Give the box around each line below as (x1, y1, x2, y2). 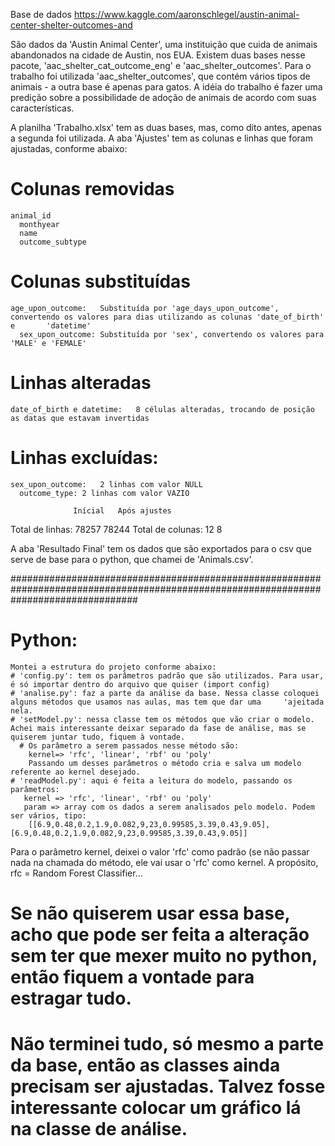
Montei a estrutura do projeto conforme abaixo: (10, 662, 217, 672)
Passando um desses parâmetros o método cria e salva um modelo (28, 758, 302, 768)
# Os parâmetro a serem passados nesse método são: (19, 740, 240, 751)
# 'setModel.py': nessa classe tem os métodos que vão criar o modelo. (10, 714, 315, 724)
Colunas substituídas (10, 270, 192, 293)
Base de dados (10, 9, 72, 20)
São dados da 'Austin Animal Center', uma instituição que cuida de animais (10, 39, 318, 50)
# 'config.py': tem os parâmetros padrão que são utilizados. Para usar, (10, 670, 325, 681)
